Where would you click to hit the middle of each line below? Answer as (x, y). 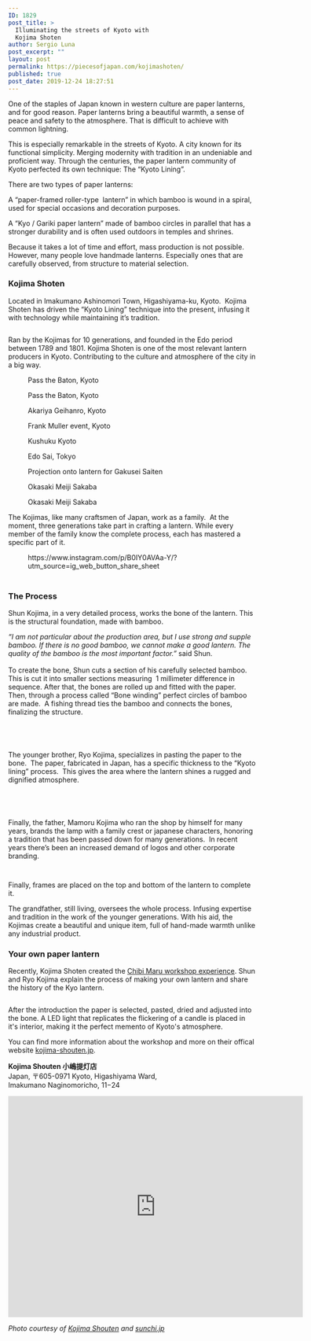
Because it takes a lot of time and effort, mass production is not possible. (126, 247)
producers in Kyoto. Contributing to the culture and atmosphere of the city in (132, 356)
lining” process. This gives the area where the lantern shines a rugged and (130, 772)
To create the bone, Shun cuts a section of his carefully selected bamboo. (128, 670)
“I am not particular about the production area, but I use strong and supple (130, 637)
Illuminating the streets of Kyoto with (82, 30)
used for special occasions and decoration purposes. (94, 208)
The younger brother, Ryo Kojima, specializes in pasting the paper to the (125, 755)
